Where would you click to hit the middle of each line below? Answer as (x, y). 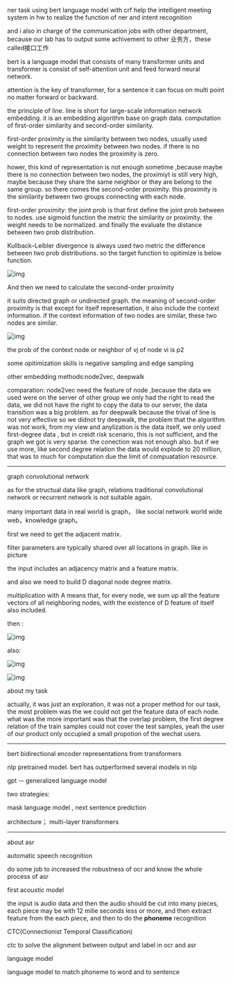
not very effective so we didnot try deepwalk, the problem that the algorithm (116, 420)
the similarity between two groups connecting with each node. (96, 196)
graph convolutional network (48, 476)
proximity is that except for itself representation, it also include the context (113, 308)
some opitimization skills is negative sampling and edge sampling (101, 363)
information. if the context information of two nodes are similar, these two (112, 316)
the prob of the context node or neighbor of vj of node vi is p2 (96, 350)
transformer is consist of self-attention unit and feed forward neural (104, 69)
